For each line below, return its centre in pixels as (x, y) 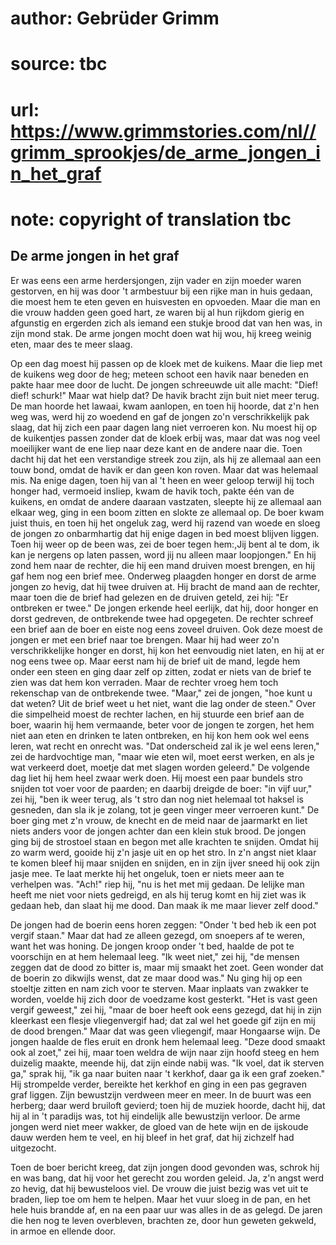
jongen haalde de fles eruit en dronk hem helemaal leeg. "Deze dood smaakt (168, 1041)
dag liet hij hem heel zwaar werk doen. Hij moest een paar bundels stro (156, 778)
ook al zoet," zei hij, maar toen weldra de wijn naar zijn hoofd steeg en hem (165, 1052)
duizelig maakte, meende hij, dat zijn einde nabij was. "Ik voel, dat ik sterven (167, 1063)
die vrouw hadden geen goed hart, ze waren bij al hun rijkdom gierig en (157, 312)
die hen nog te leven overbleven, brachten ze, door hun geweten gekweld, (163, 1220)
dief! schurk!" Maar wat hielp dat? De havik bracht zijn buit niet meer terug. (165, 395)
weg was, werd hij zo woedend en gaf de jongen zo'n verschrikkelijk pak (160, 416)
